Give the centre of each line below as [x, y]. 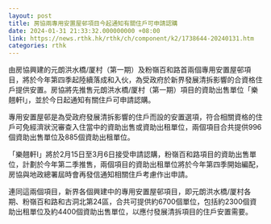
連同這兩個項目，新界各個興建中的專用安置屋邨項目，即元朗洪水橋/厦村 [126, 192]
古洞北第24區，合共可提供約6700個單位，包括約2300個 [157, 201]
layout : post [30, 16]
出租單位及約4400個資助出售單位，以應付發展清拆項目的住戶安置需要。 [133, 212]
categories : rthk [38, 46]
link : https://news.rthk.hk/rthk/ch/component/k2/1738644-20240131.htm [131, 38]
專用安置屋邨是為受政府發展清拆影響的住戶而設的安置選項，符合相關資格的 [132, 117]
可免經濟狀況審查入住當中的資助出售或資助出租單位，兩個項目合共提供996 [138, 127]
